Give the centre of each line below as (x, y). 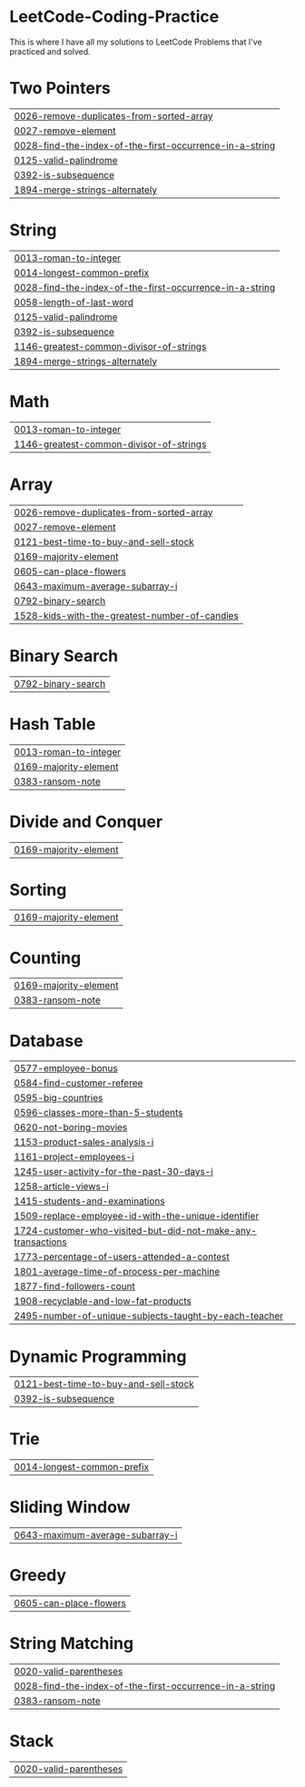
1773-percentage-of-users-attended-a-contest (122, 1257)
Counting (45, 958)
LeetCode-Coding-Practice (114, 17)
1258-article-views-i (61, 1186)
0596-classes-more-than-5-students (98, 1113)
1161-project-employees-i (74, 1157)
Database (46, 1041)
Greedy (38, 1576)
